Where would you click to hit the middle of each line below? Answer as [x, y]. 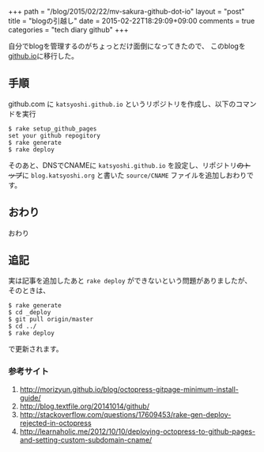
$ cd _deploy [30, 313]
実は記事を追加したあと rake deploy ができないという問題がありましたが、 [130, 281]
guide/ [30, 397]
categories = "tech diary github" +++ [68, 30]
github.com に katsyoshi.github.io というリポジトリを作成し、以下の [122, 104]
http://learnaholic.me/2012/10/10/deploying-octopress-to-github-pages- [137, 431]
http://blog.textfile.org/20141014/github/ [85, 406]
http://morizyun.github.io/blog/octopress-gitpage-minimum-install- [129, 389]
